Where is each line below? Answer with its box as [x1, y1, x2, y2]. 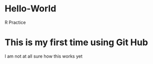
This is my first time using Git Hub [4, 37, 148, 48]
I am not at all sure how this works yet [4, 53, 83, 59]
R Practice [4, 19, 26, 25]
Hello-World [4, 3, 56, 14]
